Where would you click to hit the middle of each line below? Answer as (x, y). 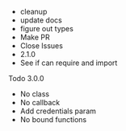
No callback (40, 102)
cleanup (34, 12)
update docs (41, 20)
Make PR (35, 37)
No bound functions (53, 119)
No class (35, 94)
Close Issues (41, 46)
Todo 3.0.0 (26, 78)
